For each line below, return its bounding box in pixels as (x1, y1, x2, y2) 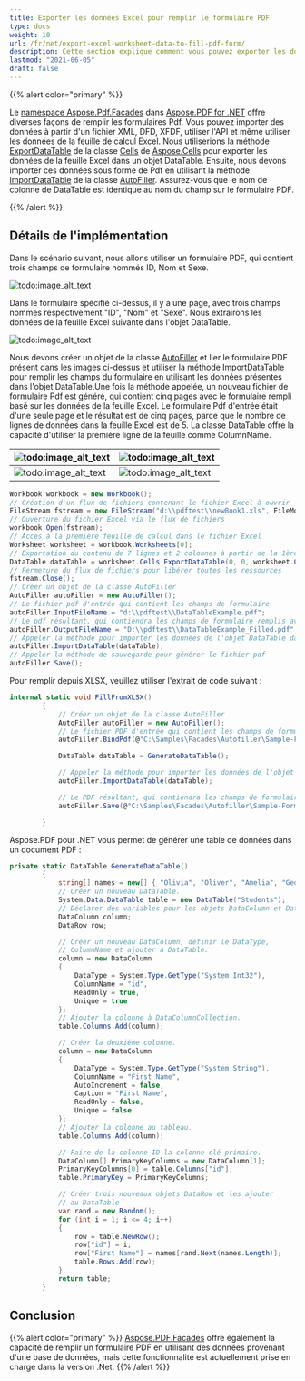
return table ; (57, 1274, 112, 1284)
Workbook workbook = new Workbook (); (9, 489, 152, 499)
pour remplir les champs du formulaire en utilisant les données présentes (9, 371, 283, 382)
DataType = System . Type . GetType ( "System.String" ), (74, 1063, 271, 1072)
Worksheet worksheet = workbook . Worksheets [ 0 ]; (9, 540, 193, 549)
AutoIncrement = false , (74, 1081, 165, 1090)
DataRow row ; (57, 920, 107, 929)
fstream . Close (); (9, 574, 75, 584)
